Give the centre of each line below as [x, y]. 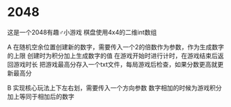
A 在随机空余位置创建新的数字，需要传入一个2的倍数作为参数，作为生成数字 [116, 47]
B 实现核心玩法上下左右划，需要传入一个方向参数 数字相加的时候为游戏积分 [115, 88]
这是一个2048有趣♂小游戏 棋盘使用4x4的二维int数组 [82, 32]
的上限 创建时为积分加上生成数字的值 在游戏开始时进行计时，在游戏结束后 [112, 56]
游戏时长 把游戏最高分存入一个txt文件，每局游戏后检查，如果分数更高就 [115, 64]
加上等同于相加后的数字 [41, 96]
